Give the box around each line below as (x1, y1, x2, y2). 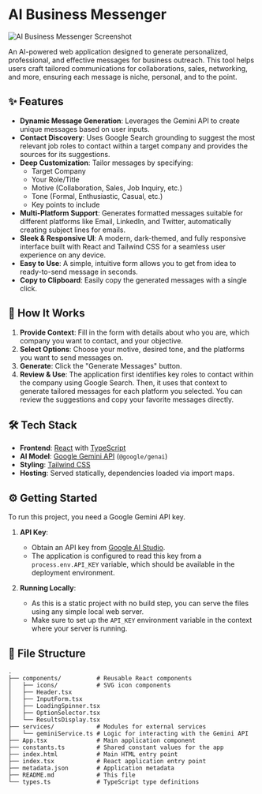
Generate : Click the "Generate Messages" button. (19, 361, 183, 370)
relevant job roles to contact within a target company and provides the (19, 140, 249, 151)
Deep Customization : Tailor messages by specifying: (19, 158, 193, 167)
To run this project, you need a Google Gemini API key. (8, 512, 185, 522)
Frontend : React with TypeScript (19, 444, 126, 453)
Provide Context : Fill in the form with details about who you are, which (19, 328, 250, 337)
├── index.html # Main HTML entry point (8, 751, 178, 758)
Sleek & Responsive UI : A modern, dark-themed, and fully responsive (19, 233, 246, 242)
